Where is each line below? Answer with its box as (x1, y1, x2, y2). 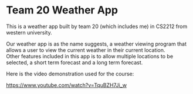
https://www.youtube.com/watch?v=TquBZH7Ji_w (6, 81, 127, 88)
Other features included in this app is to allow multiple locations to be (6, 53, 174, 60)
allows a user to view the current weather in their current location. (6, 46, 165, 53)
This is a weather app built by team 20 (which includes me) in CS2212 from (6, 23, 188, 30)
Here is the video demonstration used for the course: (6, 70, 134, 77)
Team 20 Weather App (6, 4, 118, 17)
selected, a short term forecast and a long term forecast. (6, 59, 143, 66)
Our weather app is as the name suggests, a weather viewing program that (6, 40, 187, 47)
